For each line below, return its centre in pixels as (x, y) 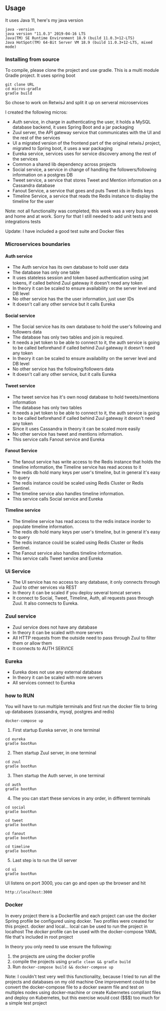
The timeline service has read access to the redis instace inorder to (82, 521)
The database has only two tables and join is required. (68, 337)
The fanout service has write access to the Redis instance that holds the (86, 462)
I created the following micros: (36, 112)
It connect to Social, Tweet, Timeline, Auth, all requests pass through (83, 598)
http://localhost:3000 (29, 892)
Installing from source (32, 59)
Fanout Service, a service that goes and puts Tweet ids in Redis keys (83, 191)
